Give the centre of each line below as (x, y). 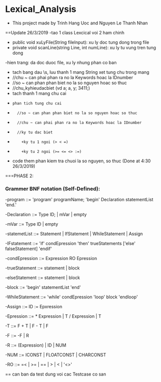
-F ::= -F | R (17, 336)
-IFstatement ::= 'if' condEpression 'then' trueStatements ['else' (70, 244)
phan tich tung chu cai (37, 103)
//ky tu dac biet (35, 132)
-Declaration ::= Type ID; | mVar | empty (46, 215)
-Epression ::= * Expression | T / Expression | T (53, 316)
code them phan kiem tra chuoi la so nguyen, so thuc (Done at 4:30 (81, 161)
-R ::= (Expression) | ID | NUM (36, 345)
